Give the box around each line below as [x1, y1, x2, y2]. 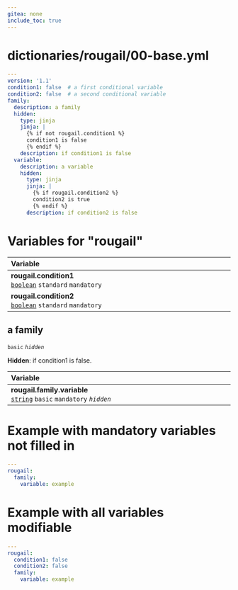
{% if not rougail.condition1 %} [25, 130, 125, 137]
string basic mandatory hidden [11, 395, 111, 404]
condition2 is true [33, 196, 91, 203]
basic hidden [7, 344, 45, 351]
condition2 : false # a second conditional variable [7, 91, 166, 98]
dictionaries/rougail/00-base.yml [7, 47, 209, 64]
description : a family [13, 103, 81, 110]
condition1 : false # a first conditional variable [7, 84, 163, 91]
